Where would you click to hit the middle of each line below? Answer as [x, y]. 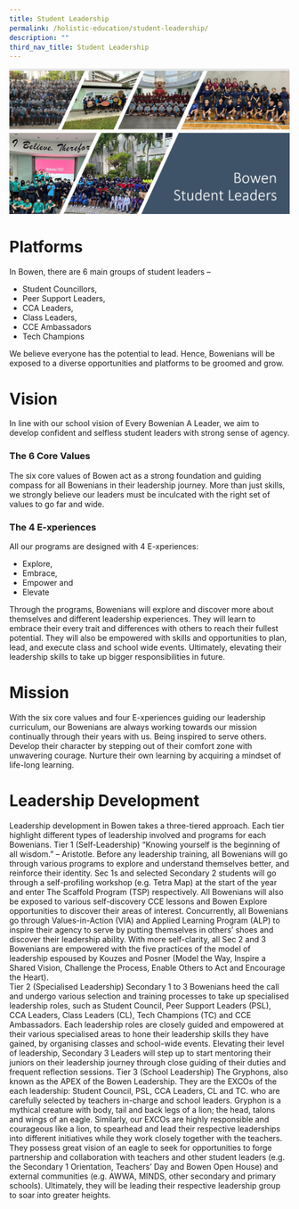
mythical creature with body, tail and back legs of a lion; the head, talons [142, 1109]
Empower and [48, 583]
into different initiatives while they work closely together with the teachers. [146, 1138]
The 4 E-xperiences [53, 527]
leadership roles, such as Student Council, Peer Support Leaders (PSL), [140, 1005]
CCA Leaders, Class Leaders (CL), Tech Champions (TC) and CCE [130, 1015]
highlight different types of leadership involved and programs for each [138, 835]
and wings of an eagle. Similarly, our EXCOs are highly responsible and [139, 1119]
